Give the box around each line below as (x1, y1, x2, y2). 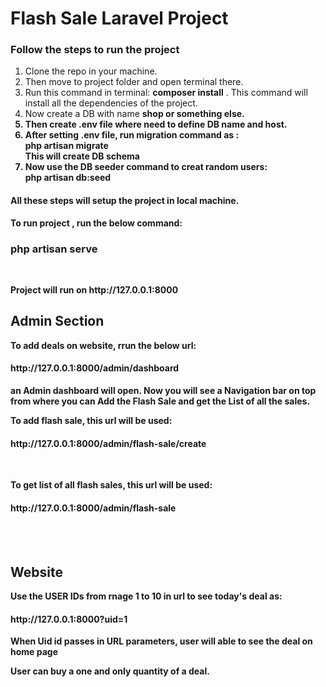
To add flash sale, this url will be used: (10, 415, 173, 426)
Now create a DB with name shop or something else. (24, 108, 245, 120)
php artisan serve (10, 242, 98, 256)
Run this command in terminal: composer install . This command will (24, 87, 308, 99)
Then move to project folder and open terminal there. (24, 76, 244, 88)
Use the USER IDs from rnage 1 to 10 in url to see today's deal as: (10, 590, 283, 602)
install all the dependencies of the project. (24, 97, 198, 109)
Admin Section (10, 313, 105, 330)
